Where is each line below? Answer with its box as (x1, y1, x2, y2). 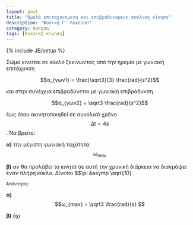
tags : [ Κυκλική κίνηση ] (6, 31, 65, 37)
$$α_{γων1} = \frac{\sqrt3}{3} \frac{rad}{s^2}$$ (40, 77, 160, 84)
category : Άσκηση (6, 25, 49, 31)
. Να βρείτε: (6, 129, 36, 137)
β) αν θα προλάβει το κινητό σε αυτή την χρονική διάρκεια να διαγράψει (6, 163, 187, 170)
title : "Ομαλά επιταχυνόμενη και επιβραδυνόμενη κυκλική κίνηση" (6, 14, 171, 20)
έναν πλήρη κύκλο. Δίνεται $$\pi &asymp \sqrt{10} (6, 169, 132, 176)
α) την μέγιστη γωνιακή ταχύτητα (6, 141, 90, 148)
